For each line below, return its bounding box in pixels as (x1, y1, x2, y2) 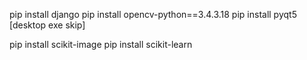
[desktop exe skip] (9, 19, 86, 31)
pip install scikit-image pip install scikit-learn (9, 39, 193, 50)
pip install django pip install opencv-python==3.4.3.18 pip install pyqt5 (9, 9, 297, 20)
